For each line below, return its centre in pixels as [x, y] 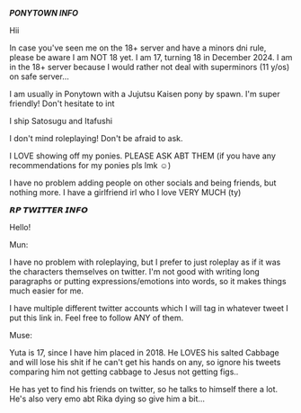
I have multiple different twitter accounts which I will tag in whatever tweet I [149, 308]
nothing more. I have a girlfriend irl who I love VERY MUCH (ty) [125, 192]
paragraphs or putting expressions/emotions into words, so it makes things [148, 281]
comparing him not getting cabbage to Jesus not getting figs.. [124, 372]
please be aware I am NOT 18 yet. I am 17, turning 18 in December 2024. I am [151, 57]
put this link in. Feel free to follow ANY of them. [97, 318]
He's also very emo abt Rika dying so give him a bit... [107, 399]
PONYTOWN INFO [44, 13]
